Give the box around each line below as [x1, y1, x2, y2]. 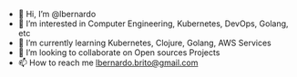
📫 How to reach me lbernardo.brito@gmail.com [17, 57, 199, 68]
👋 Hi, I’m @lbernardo [17, 9, 97, 19]
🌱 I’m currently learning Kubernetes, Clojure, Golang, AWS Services [17, 37, 271, 48]
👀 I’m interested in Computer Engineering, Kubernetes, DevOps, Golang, [17, 18, 289, 29]
